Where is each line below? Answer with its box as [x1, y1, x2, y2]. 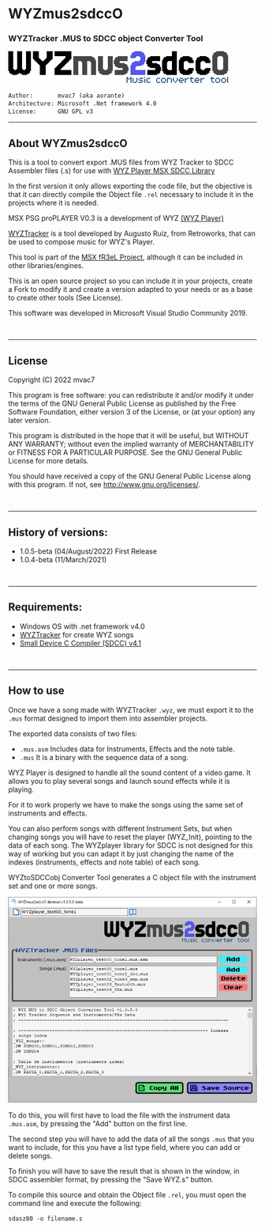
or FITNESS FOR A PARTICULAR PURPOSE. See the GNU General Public [8, 448, 243, 457]
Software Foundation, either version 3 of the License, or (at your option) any [8, 407, 256, 417]
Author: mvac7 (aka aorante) [8, 92, 125, 100]
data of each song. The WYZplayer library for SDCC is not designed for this [8, 840, 254, 850]
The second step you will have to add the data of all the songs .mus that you [8, 1134, 255, 1144]
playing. [8, 785, 34, 794]
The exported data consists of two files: [8, 728, 138, 738]
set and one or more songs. [8, 881, 98, 891]
